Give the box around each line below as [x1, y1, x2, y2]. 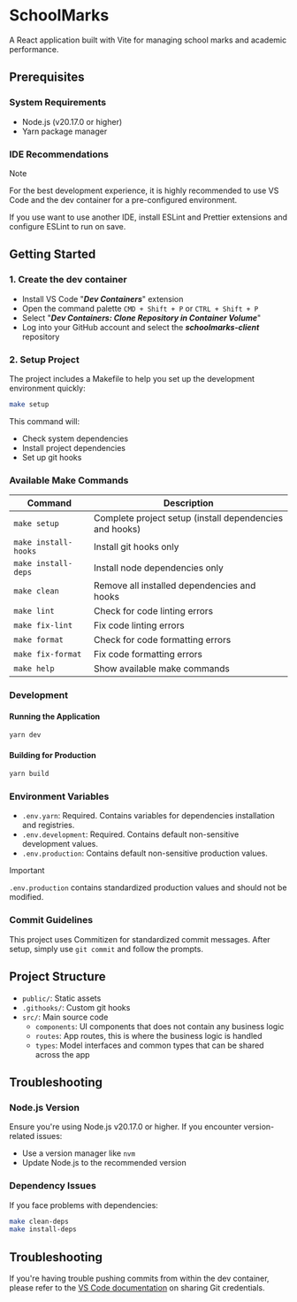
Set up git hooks [21, 452, 82, 462]
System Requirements [9, 97, 107, 109]
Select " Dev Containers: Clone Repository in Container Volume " [21, 312, 262, 323]
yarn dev [9, 731, 42, 740]
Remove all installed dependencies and [94, 579, 256, 592]
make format [13, 635, 65, 645]
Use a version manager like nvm [21, 1148, 135, 1159]
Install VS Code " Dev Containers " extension [21, 293, 184, 304]
